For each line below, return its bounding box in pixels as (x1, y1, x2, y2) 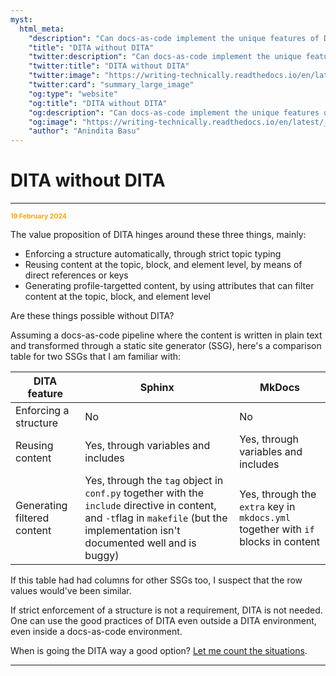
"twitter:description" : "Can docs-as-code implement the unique (28, 52, 302, 62)
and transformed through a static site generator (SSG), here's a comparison (10, 340, 322, 352)
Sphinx (139, 381, 175, 395)
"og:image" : (28, 117, 78, 127)
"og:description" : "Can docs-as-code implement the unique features (28, 107, 320, 118)
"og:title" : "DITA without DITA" (28, 98, 168, 108)
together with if (239, 522, 315, 536)
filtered (15, 511, 50, 525)
